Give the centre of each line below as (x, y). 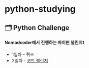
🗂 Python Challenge (37, 28)
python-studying (40, 9)
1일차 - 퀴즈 (23, 54)
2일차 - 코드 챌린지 (30, 60)
